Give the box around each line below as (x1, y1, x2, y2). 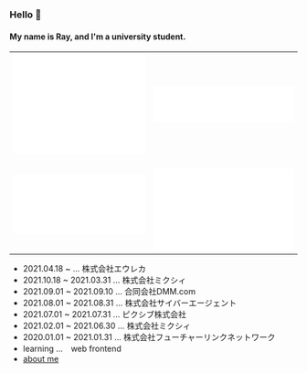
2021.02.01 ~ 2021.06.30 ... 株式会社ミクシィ (22, 320, 192, 332)
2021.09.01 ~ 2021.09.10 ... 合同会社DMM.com (22, 286, 196, 297)
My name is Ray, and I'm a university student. (9, 31, 186, 42)
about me (22, 354, 59, 365)
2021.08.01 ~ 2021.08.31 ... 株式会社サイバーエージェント (22, 297, 238, 309)
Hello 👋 (9, 8, 42, 21)
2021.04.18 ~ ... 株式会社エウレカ (22, 263, 146, 274)
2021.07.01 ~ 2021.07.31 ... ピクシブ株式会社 (22, 309, 187, 320)
